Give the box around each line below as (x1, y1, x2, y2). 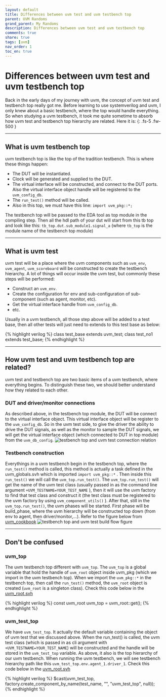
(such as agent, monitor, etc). (37, 296, 97, 302)
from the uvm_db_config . (5, 437, 54, 443)
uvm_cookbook (5, 519, 37, 525)
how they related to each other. (5, 387, 69, 393)
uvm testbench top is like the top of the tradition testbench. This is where (5, 156, 154, 162)
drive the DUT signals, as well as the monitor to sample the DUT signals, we (5, 427, 159, 433)
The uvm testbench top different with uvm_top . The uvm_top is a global (5, 564, 147, 570)
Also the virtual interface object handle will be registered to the (12, 187, 141, 193)
